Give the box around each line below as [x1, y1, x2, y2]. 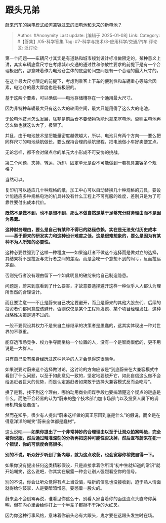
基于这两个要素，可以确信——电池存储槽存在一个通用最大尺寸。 [5, 95, 135, 100]
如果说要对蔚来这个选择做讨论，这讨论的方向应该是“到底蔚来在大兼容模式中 [5, 366, 159, 372]
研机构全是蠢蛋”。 [5, 401, 42, 407]
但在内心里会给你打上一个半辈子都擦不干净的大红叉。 [13, 502, 122, 508]
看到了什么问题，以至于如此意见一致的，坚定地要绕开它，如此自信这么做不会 [5, 372, 161, 379]
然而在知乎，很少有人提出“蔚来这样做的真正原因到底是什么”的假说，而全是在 [5, 412, 161, 418]
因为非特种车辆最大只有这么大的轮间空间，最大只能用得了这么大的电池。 [5, 105, 152, 111]
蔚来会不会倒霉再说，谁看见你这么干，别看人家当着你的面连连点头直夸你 [5, 495, 152, 501]
